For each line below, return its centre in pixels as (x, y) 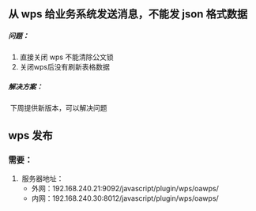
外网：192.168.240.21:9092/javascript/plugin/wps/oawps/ (125, 189)
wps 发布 (30, 136)
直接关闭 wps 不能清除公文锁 (67, 57)
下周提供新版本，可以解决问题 (58, 108)
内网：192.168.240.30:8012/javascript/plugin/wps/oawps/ (125, 198)
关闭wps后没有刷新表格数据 (65, 67)
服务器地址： (43, 179)
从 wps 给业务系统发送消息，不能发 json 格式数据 (128, 14)
